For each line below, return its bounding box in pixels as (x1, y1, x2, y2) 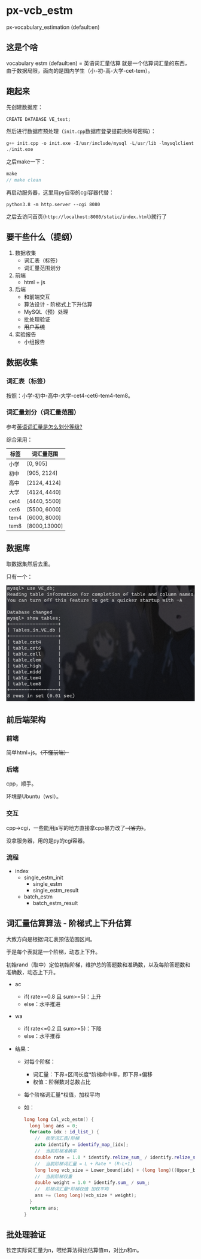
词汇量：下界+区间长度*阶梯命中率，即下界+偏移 (32, 1070, 153, 1078)
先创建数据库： (6, 103, 43, 111)
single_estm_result (32, 886, 79, 894)
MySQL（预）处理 (23, 308, 69, 316)
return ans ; (29, 1205, 59, 1211)
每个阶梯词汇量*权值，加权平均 (23, 1091, 100, 1098)
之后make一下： (6, 158, 46, 165)
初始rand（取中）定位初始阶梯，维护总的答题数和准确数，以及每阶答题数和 (6, 961, 190, 968)
